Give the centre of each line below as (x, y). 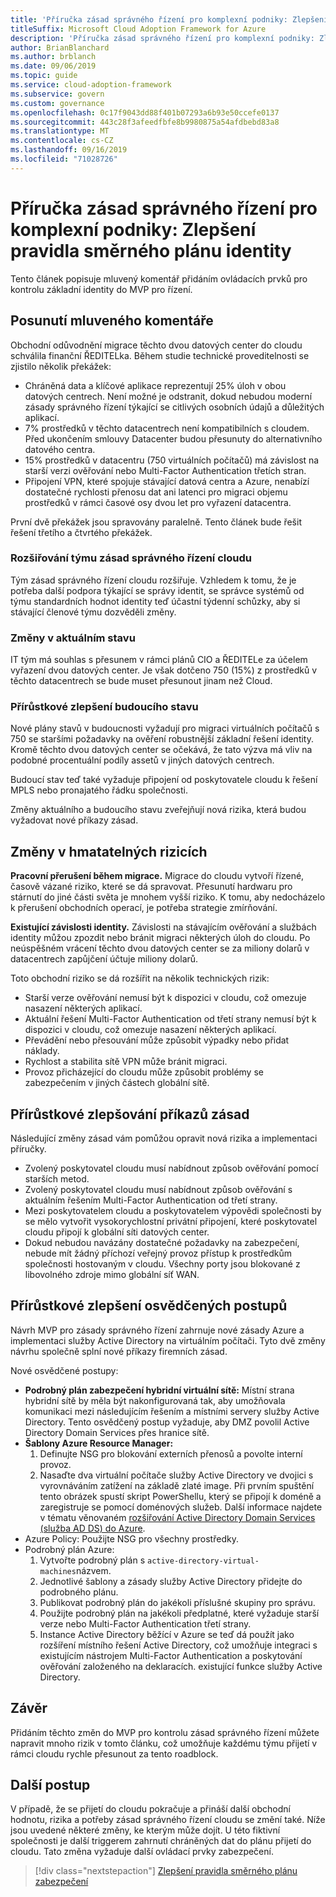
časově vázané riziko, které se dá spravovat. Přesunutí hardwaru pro (151, 887)
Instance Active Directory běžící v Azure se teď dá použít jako (167, 1634)
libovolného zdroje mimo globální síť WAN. (112, 1275)
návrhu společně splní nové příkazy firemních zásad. (119, 1351)
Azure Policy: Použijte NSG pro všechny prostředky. (131, 1538)
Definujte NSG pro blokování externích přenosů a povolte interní (171, 1453)
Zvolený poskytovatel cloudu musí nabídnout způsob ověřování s (158, 1190)
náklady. (42, 1051)
